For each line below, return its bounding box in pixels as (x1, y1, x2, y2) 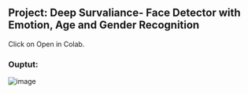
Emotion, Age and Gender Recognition (8, 19, 200, 32)
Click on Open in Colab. (8, 39, 85, 49)
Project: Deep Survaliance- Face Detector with (8, 6, 242, 20)
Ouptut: (8, 59, 39, 70)
